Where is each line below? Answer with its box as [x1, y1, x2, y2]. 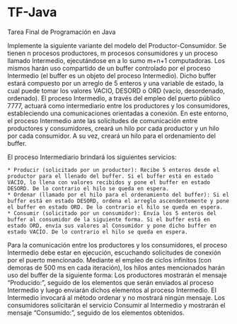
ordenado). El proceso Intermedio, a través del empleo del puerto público [7, 93, 221, 103]
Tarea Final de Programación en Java [7, 28, 116, 36]
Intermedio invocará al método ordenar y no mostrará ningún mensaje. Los [7, 293, 225, 301]
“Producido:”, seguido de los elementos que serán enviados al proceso [7, 278, 214, 287]
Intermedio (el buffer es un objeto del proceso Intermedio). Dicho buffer [7, 71, 216, 80]
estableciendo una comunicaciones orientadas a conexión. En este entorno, [7, 109, 229, 117]
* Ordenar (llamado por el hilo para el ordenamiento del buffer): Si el [7, 191, 230, 198]
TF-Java [7, 4, 57, 21]
